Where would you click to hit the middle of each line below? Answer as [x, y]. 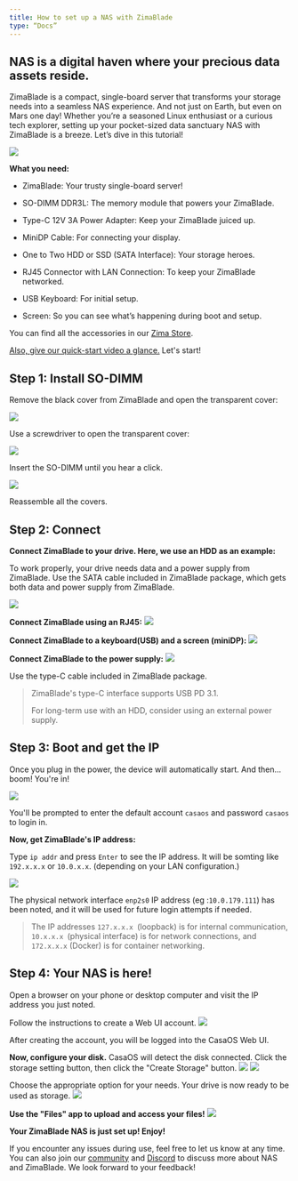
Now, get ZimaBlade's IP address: [72, 839]
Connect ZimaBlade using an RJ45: [76, 622]
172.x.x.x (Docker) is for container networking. [118, 945]
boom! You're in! [39, 778]
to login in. [28, 822]
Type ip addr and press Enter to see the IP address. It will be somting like [144, 856]
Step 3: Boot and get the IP [85, 748]
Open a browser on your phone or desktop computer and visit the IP [134, 995]
